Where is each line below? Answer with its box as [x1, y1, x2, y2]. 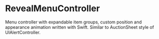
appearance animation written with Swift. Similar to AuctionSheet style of [5, 24, 155, 30]
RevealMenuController [5, 3, 100, 14]
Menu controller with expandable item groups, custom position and [5, 19, 142, 25]
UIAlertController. [5, 29, 41, 35]
